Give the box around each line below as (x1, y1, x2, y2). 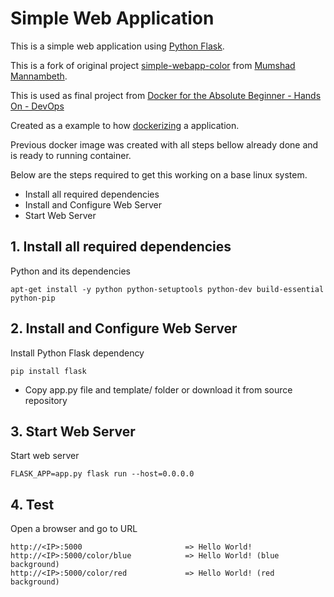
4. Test (10, 496, 55, 513)
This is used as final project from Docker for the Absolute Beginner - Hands (10, 89, 322, 101)
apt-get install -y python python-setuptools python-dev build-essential (10, 284, 325, 294)
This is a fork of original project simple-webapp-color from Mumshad (10, 59, 296, 71)
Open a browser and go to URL (10, 523, 138, 535)
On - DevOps (10, 100, 65, 112)
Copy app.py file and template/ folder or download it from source (24, 383, 293, 396)
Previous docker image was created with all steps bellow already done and (10, 138, 319, 151)
